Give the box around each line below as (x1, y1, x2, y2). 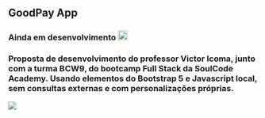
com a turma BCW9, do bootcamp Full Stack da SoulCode (8, 63, 234, 74)
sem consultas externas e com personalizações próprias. (8, 83, 234, 94)
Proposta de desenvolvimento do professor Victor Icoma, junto (8, 53, 256, 64)
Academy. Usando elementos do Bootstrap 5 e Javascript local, (8, 73, 258, 84)
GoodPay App (8, 6, 78, 20)
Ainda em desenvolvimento (8, 32, 117, 43)
